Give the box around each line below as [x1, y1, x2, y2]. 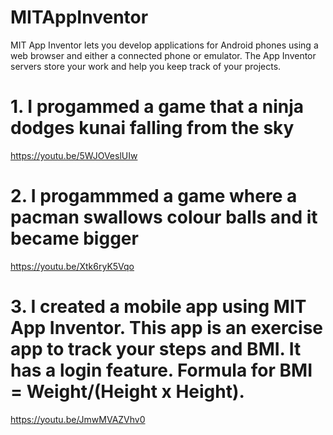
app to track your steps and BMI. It [10, 338, 302, 360]
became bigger [10, 227, 139, 250]
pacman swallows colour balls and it [10, 206, 318, 229]
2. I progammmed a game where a [10, 185, 298, 208]
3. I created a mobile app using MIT [10, 296, 307, 318]
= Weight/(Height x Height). [10, 381, 245, 403]
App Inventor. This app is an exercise [10, 317, 324, 339]
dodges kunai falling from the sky [10, 117, 295, 140]
